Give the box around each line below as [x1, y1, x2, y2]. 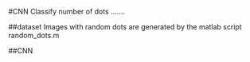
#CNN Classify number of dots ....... [8, 7, 126, 16]
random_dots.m [8, 31, 60, 40]
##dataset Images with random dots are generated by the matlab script [8, 22, 242, 31]
